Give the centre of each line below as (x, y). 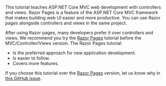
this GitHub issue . (23, 78)
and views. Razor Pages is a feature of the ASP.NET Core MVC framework (82, 12)
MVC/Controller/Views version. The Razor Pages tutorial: (64, 43)
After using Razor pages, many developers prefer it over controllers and (79, 33)
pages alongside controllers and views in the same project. (66, 23)
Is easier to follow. (31, 58)
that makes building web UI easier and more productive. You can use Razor (83, 18)
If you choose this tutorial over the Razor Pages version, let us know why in (83, 73)
